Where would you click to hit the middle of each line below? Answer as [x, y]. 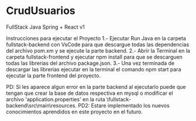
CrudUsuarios [41, 11]
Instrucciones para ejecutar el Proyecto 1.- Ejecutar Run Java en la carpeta [96, 38]
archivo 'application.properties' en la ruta [56, 99]
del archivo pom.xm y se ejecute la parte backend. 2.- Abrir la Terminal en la [98, 50]
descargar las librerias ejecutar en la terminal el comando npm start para [94, 69]
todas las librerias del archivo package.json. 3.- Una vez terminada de [90, 63]
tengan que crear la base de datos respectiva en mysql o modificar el [90, 93]
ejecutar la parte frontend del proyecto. [54, 75]
